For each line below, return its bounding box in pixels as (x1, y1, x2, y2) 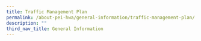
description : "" (6, 20, 47, 26)
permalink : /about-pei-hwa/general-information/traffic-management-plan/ (6, 14, 196, 20)
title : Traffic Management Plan (6, 8, 87, 15)
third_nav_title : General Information (6, 25, 104, 32)
